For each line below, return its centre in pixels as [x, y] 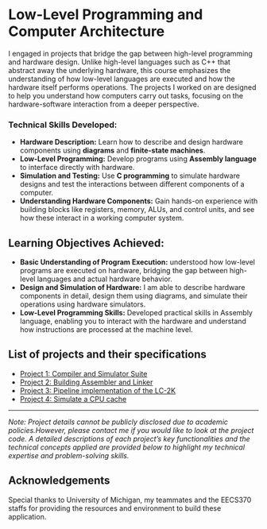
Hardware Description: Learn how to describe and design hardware [132, 142]
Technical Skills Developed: [63, 125]
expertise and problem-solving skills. [69, 455]
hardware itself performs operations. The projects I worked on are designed [132, 87]
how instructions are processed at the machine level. [106, 330]
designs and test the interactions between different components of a [132, 184]
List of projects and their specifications [107, 355]
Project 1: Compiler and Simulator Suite [83, 373]
